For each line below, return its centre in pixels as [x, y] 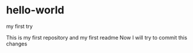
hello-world [35, 10]
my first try [19, 26]
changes [17, 44]
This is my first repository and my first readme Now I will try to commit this [97, 37]
